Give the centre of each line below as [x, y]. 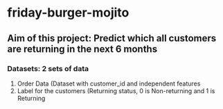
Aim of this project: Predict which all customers [112, 38]
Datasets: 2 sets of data [48, 68]
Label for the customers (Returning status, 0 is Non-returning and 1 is [116, 90]
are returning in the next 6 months [82, 49]
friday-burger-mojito [68, 13]
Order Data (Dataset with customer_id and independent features [109, 83]
